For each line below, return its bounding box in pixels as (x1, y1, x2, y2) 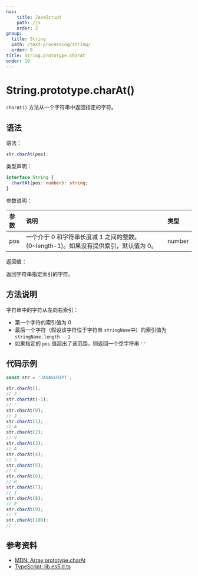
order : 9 (11, 47, 33, 53)
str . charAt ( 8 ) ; (6, 495, 44, 501)
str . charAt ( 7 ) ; (6, 484, 44, 490)
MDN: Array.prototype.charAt (14, 557, 86, 564)
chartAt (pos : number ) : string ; (11, 180, 88, 186)
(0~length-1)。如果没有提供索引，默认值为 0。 (25, 242, 157, 250)
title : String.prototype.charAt (6, 53, 85, 58)
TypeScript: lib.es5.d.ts (14, 562, 71, 570)
